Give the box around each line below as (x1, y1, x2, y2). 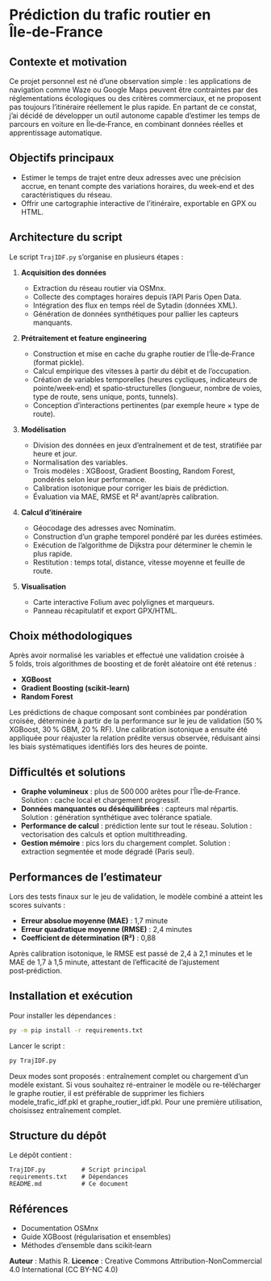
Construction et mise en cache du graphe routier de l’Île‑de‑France (32, 349, 255, 359)
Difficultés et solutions (9, 765, 126, 779)
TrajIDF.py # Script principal (9, 1165, 148, 1174)
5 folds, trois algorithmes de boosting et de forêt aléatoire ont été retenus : (9, 659, 256, 669)
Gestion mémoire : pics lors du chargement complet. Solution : (20, 838, 231, 848)
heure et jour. (32, 448, 77, 458)
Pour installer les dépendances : (9, 1010, 116, 1020)
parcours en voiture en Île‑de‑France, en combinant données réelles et (9, 120, 244, 128)
